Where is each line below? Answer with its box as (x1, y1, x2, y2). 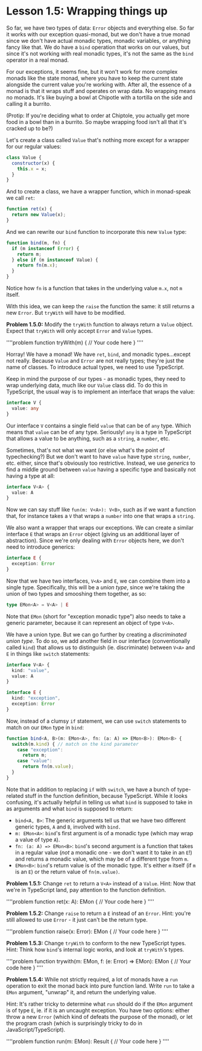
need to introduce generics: (6, 543, 75, 551)
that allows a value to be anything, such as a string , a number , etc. (6, 435, 170, 442)
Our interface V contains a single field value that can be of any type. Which (6, 422, 191, 429)
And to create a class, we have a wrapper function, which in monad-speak (6, 188, 191, 195)
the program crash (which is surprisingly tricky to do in (6, 1020, 143, 1027)
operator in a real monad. (6, 56, 69, 63)
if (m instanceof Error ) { (11, 245, 80, 251)
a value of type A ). (14, 836, 60, 843)
